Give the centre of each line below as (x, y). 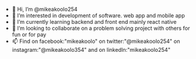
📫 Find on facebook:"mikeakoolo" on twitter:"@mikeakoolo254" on (96, 41)
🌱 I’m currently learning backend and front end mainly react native (94, 22)
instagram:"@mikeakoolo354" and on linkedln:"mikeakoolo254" (91, 50)
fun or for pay (29, 35)
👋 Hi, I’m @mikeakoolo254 (45, 9)
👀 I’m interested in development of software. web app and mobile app (98, 15)
